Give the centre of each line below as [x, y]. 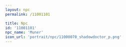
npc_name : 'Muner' [24, 33]
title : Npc [16, 23]
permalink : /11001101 [28, 14]
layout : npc [17, 10]
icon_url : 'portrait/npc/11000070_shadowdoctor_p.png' [63, 37]
